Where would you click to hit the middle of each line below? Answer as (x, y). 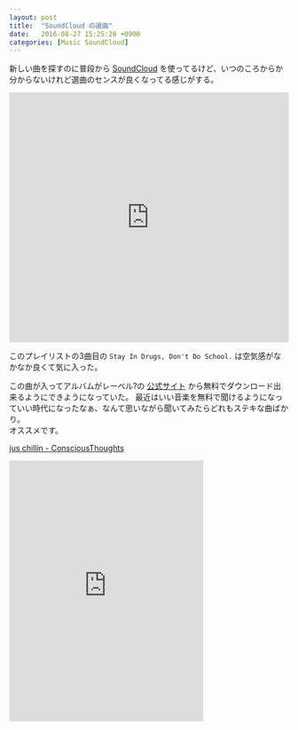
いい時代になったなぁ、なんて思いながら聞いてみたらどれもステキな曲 (145, 409)
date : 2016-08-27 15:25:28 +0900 (75, 34)
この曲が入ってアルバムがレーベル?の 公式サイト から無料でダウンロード (141, 386)
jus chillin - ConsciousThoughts (67, 448)
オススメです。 (36, 431)
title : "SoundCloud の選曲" (61, 26)
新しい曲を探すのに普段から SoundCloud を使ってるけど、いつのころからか (146, 68)
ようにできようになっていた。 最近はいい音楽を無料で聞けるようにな (150, 397)
